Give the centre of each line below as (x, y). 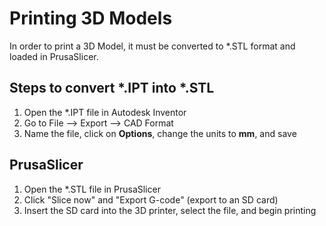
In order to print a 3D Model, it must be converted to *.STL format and (152, 46)
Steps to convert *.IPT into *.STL (112, 88)
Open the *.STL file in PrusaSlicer (92, 189)
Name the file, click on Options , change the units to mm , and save (160, 133)
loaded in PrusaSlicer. (54, 56)
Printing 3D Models (91, 18)
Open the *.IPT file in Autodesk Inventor (105, 112)
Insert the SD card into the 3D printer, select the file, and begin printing (170, 210)
